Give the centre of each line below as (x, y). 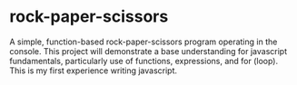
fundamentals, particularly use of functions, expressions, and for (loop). (144, 61)
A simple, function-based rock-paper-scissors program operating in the (144, 42)
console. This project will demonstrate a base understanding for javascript (148, 51)
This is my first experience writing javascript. (94, 71)
